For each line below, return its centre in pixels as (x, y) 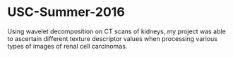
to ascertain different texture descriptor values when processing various (112, 38)
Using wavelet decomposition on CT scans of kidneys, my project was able (116, 31)
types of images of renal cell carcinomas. (67, 46)
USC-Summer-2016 (66, 12)
